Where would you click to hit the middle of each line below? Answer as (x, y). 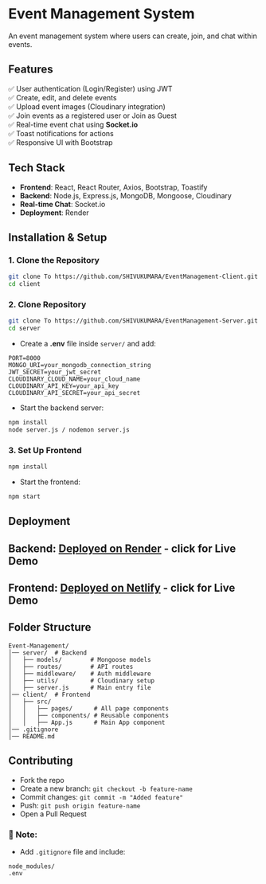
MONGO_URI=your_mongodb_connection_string (80, 366)
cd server (25, 329)
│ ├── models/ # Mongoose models (80, 659)
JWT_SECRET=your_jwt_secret (55, 372)
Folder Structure (50, 627)
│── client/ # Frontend (49, 694)
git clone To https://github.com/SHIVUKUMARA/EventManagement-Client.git (133, 277)
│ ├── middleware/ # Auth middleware (80, 674)
